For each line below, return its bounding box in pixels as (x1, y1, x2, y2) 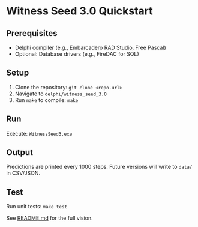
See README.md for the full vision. (6, 214, 93, 222)
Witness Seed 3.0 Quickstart (6, 4, 153, 18)
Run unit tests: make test (6, 203, 68, 210)
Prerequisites (6, 28, 58, 38)
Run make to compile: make (14, 96, 79, 103)
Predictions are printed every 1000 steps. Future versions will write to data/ (6, 163, 193, 171)
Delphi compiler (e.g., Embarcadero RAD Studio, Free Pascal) (14, 44, 166, 51)
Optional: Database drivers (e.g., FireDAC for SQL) (14, 50, 139, 58)
